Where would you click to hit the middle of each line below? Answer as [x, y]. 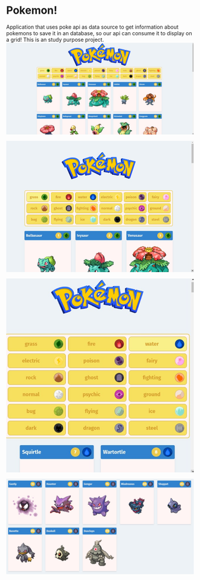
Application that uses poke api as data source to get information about [92, 27]
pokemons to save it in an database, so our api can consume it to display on [99, 33]
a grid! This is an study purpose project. [55, 39]
